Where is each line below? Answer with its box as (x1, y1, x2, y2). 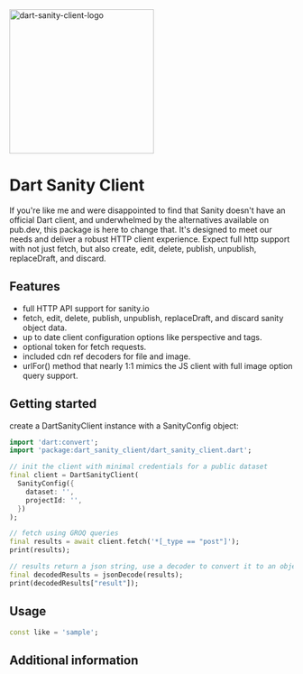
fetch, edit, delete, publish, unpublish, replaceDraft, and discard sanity (22, 312, 284, 323)
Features (9, 279, 60, 294)
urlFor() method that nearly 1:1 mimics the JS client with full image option (22, 360, 293, 371)
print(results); (9, 546, 70, 555)
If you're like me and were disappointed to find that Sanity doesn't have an (9, 205, 286, 216)
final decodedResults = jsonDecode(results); (9, 570, 183, 579)
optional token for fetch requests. (22, 341, 147, 352)
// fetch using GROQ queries (9, 529, 119, 538)
